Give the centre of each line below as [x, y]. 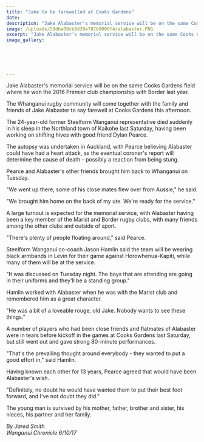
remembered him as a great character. [54, 299]
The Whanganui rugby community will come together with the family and [97, 104]
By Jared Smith [25, 426]
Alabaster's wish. [28, 378]
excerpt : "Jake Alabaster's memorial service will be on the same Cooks [100, 35]
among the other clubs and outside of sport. [61, 226]
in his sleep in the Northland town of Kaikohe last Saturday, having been [96, 129]
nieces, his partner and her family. [49, 415]
